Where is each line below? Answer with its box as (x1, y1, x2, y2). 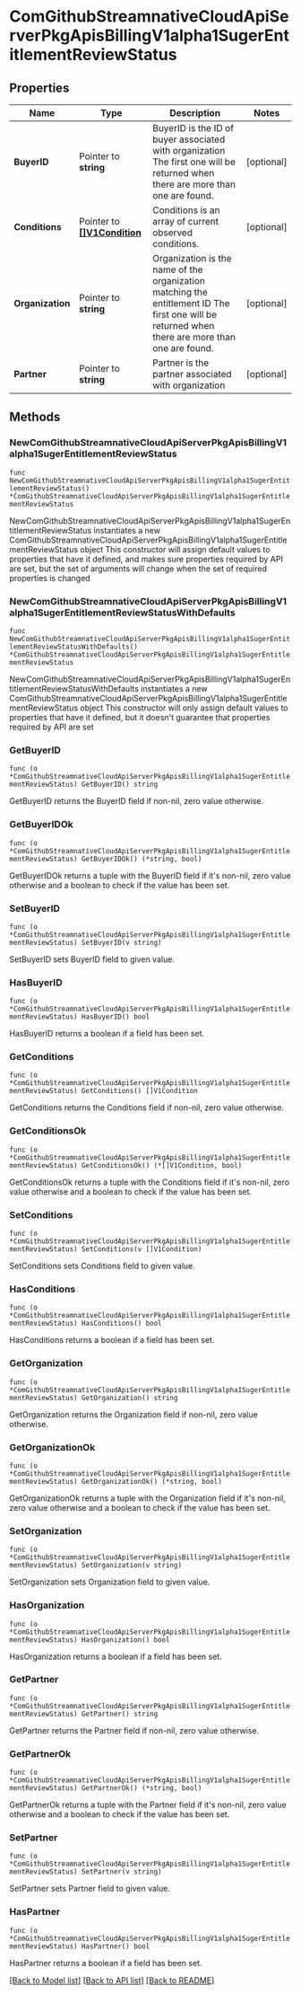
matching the (151, 286, 208, 298)
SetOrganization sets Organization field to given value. (9, 1576, 211, 1587)
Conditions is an (151, 204, 221, 216)
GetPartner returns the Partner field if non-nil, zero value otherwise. (9, 1725, 260, 1735)
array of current (151, 216, 219, 227)
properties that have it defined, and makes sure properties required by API (9, 553, 284, 564)
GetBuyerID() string (81, 780, 159, 790)
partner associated (151, 368, 232, 380)
